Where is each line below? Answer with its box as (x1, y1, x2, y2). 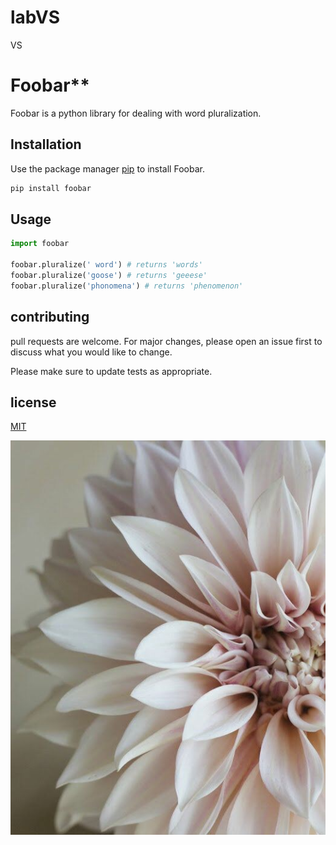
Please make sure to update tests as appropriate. (10, 365, 213, 377)
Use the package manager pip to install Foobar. (10, 162, 205, 175)
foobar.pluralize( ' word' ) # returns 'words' (10, 260, 203, 270)
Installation (10, 136, 82, 153)
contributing (10, 309, 90, 326)
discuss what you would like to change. (10, 346, 173, 358)
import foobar (10, 239, 70, 249)
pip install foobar (10, 183, 92, 193)
